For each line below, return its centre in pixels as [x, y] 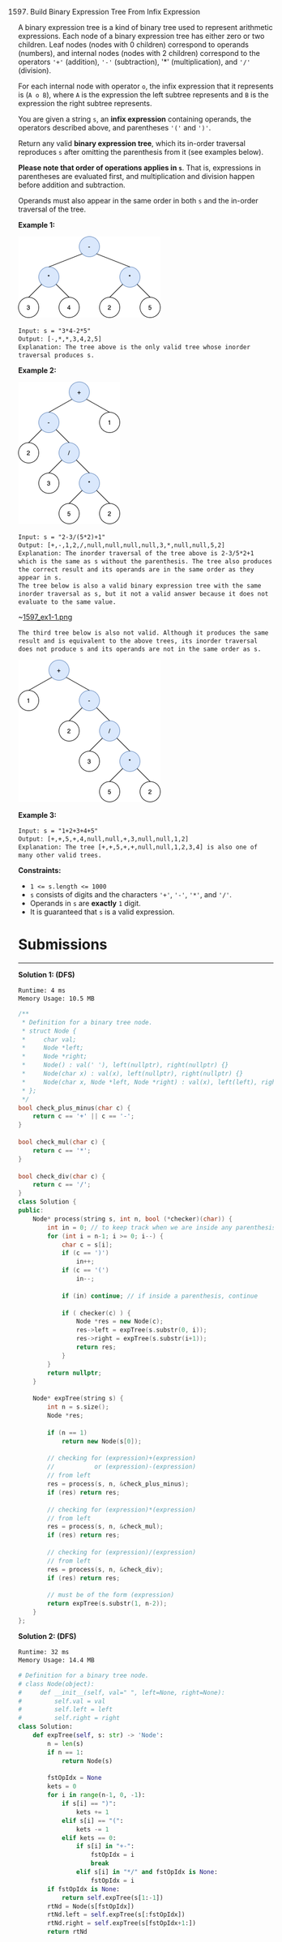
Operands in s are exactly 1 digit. [85, 903]
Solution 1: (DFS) [47, 974]
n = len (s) [66, 1743]
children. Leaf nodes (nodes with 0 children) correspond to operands [133, 45]
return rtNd [68, 1932]
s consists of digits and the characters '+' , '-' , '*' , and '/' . [131, 894]
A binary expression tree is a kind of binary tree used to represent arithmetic [145, 27]
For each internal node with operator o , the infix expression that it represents [146, 86]
